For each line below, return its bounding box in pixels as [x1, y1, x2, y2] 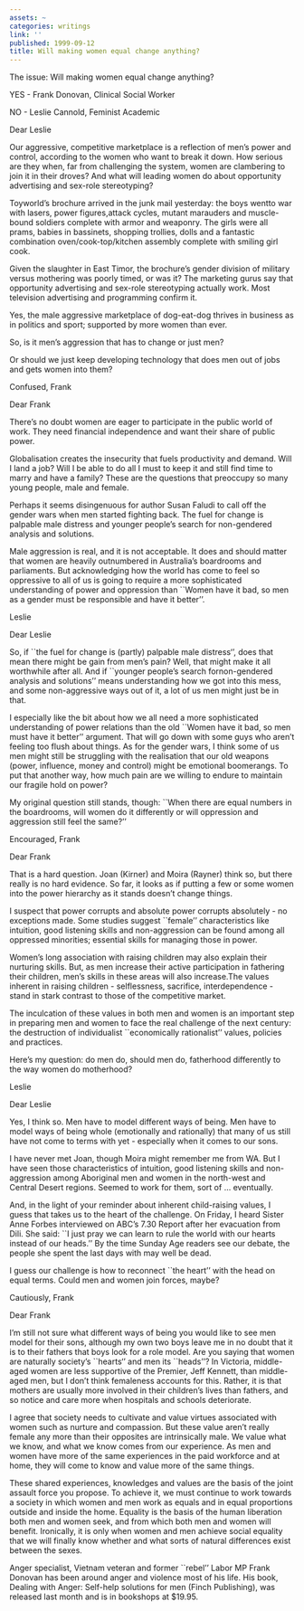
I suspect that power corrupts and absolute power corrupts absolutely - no [9, 905, 288, 916]
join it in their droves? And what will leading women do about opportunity [9, 171, 282, 182]
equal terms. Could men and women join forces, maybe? [9, 1275, 220, 1285]
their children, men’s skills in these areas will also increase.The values [9, 971, 270, 982]
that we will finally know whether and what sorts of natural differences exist [9, 1535, 291, 1547]
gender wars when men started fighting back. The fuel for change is [9, 509, 264, 520]
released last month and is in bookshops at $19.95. [9, 1591, 199, 1602]
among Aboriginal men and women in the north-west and [52, 1172, 266, 1183]
